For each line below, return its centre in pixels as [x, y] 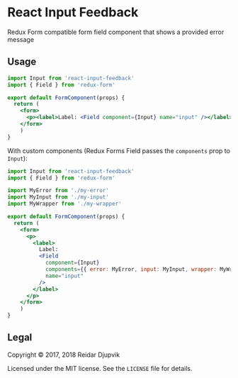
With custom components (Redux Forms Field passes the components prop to [119, 150]
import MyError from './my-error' [58, 191]
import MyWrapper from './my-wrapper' [64, 204]
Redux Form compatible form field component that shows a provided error [116, 32]
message [21, 39]
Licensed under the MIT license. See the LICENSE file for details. [100, 368]
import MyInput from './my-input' [58, 197]
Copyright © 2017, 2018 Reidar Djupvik [64, 355]
